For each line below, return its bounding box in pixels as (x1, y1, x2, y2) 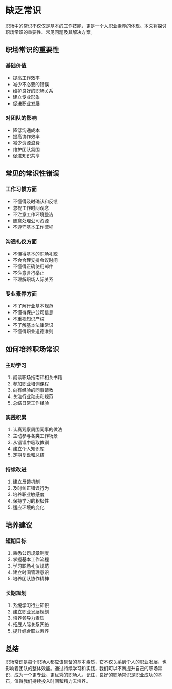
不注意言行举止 (12, 269, 45, 276)
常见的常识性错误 (5, 169, 59, 178)
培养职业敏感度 (12, 491, 45, 497)
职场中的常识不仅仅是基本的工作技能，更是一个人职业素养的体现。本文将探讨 (5, 23, 167, 29)
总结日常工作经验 (12, 400, 49, 406)
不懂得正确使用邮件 (12, 263, 54, 269)
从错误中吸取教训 (12, 439, 49, 446)
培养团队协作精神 (12, 576, 49, 582)
